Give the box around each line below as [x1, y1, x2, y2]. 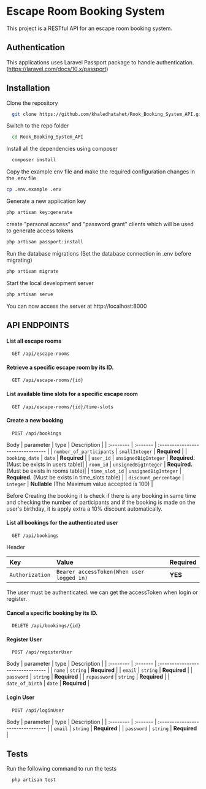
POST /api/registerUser [12, 649, 72, 655]
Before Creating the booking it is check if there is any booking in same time [6, 492, 196, 499]
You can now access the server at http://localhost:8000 [6, 302, 147, 310]
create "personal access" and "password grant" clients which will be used [6, 220, 194, 227]
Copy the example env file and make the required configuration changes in [6, 168, 195, 175]
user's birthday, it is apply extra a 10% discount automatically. [6, 505, 162, 513]
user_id [91, 455, 112, 461]
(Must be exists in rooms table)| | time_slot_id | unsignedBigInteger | [6, 467, 182, 475]
